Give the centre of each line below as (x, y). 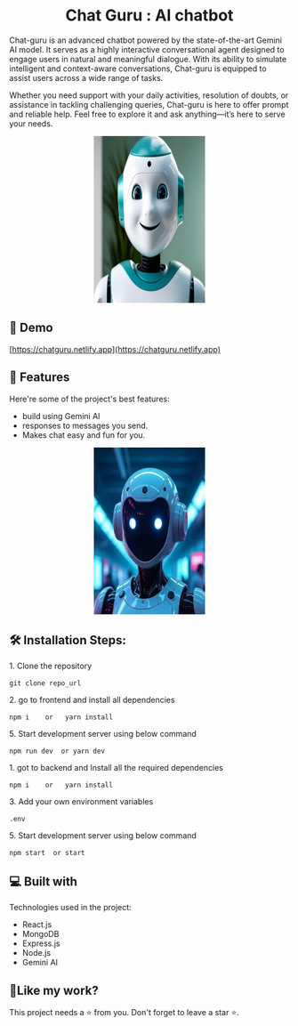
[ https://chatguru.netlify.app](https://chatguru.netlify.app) (115, 349)
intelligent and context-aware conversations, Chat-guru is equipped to (138, 69)
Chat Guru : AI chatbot (149, 16)
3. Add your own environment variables (81, 802)
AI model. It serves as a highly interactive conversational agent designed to (147, 49)
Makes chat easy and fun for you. (84, 435)
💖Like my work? (54, 990)
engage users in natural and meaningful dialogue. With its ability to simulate (148, 59)
